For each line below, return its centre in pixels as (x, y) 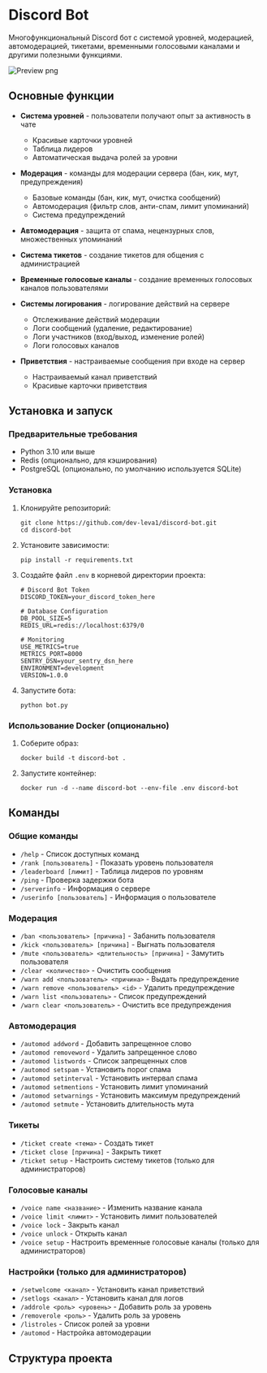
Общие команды (43, 836)
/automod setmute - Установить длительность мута (107, 1104)
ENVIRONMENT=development (62, 668)
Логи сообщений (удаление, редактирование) (112, 328)
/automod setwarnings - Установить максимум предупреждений (130, 1096)
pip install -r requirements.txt (77, 560)
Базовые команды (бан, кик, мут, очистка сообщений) (127, 198)
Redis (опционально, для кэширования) (88, 460)
